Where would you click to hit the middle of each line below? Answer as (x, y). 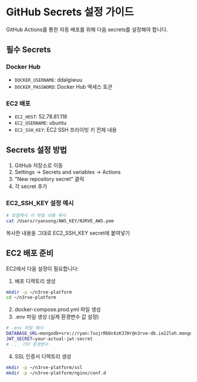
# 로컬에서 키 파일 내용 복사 (36, 216)
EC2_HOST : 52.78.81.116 (41, 116)
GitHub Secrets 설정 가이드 (70, 12)
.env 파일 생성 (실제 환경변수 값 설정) (57, 317)
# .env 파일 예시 (25, 328)
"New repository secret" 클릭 (49, 179)
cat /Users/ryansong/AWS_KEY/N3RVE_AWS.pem (60, 221)
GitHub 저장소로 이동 (39, 165)
